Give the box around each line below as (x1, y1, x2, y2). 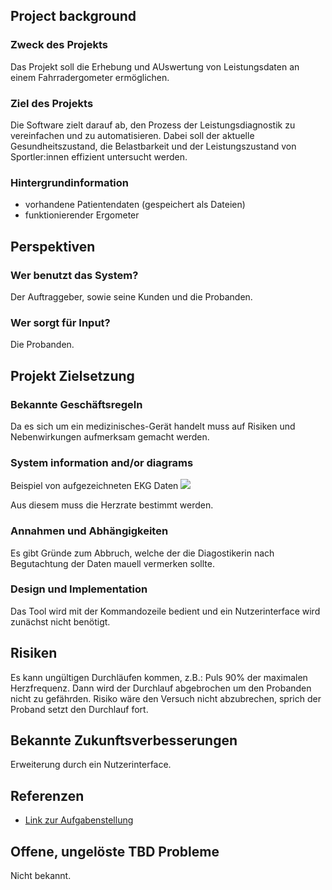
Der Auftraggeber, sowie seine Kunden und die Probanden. (10, 290, 253, 303)
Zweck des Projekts (10, 38, 108, 52)
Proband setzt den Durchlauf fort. (10, 703, 149, 715)
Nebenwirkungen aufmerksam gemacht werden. (10, 430, 210, 443)
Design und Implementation (10, 582, 148, 596)
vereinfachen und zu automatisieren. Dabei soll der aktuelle (10, 129, 255, 141)
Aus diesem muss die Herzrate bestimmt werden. (10, 499, 214, 511)
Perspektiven (10, 238, 96, 255)
